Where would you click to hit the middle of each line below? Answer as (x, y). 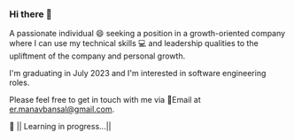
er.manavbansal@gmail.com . (62, 109)
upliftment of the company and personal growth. (97, 56)
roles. (19, 82)
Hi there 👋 (31, 14)
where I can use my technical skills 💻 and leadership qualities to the (134, 43)
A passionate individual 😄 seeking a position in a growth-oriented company (147, 34)
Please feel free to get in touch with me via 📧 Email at (105, 100)
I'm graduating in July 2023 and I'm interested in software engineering (138, 74)
